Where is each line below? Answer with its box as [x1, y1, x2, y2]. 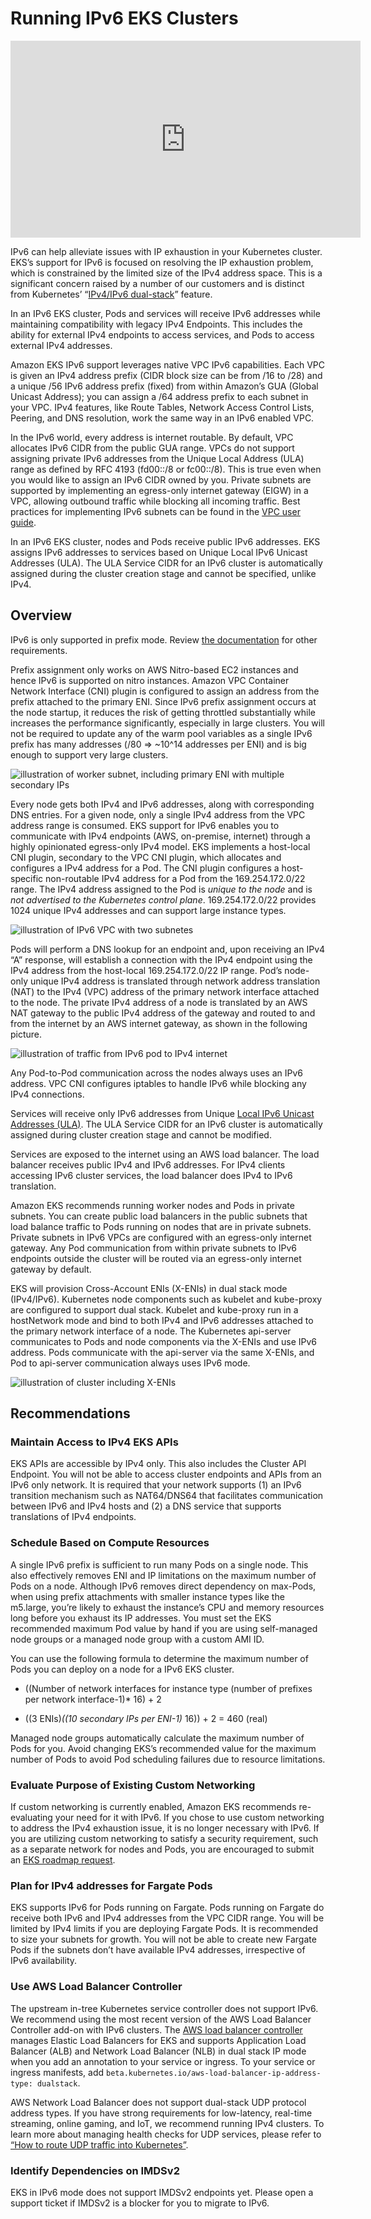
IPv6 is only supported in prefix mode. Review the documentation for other [10, 633, 318, 646]
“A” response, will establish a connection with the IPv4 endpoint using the [10, 953, 313, 966]
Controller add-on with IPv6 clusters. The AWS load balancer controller [10, 2023, 303, 2036]
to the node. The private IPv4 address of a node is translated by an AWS [10, 996, 308, 1008]
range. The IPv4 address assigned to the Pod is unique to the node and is [10, 883, 313, 895]
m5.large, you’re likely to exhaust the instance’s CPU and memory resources [10, 1601, 325, 1613]
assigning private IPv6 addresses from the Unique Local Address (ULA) [10, 452, 305, 464]
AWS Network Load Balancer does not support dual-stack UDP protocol [10, 2096, 307, 2108]
